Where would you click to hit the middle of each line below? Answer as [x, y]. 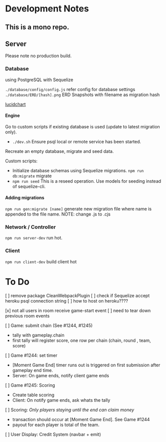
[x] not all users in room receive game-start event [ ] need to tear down [78, 310]
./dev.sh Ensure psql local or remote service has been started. [77, 141]
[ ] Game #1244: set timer [31, 355]
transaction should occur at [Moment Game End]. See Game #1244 [81, 419]
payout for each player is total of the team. [56, 425]
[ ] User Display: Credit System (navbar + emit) [53, 434]
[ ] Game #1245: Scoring [30, 385]
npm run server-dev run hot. [34, 238]
